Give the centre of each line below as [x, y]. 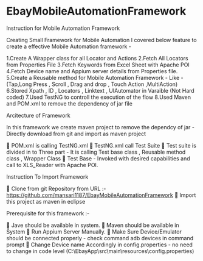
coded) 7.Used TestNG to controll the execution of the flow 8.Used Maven [99, 97]
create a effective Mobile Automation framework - [69, 46]
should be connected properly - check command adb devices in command [100, 238]
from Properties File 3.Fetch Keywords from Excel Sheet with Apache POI [98, 65]
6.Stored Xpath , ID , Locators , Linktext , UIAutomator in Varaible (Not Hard [100, 90]
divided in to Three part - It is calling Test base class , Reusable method [96, 152]
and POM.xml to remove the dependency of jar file [69, 103]
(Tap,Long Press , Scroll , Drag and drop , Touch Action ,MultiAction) [92, 84]
